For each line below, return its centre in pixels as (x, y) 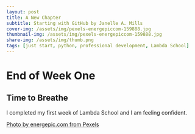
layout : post (23, 12)
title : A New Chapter (34, 18)
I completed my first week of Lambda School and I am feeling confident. (97, 112)
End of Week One (51, 76)
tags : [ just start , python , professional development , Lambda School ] (98, 46)
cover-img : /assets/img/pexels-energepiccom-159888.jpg (79, 29)
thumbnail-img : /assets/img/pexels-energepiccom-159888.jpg (84, 35)
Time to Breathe (37, 98)
